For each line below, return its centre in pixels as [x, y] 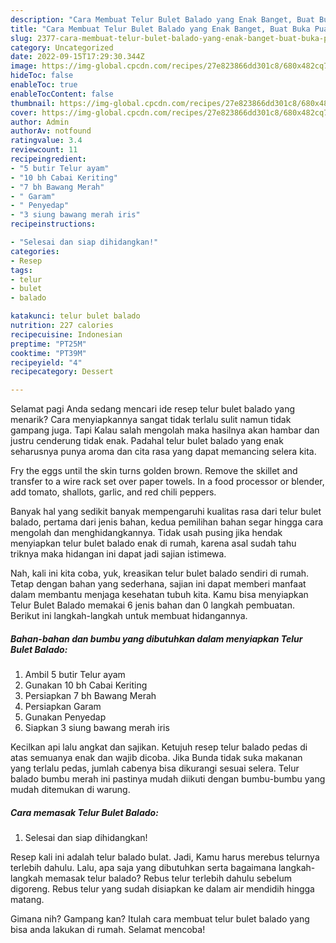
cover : [24, 112]
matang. [27, 900]
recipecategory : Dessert [62, 372]
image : [24, 66]
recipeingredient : [48, 159]
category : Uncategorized [62, 47]
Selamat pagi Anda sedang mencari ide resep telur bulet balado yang [153, 409]
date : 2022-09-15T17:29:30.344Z [77, 57]
